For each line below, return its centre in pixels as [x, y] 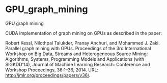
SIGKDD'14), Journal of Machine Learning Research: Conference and [78, 64]
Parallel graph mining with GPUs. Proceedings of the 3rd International [78, 48]
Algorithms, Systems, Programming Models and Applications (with [75, 59]
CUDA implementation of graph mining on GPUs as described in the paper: [83, 33]
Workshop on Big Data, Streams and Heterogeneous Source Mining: [77, 54]
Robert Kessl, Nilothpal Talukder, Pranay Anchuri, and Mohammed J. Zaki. [82, 43]
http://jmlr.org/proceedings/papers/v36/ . [48, 75]
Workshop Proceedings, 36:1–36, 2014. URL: [52, 70]
